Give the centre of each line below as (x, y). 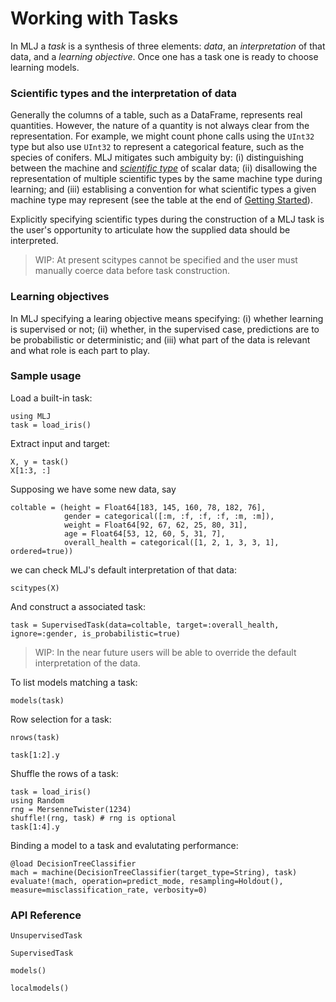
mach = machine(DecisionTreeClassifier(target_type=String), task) (154, 872)
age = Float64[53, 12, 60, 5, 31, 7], (144, 533)
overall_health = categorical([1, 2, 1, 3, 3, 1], (171, 542)
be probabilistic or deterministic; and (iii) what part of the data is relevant (160, 339)
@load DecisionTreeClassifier (73, 863)
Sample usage (46, 376)
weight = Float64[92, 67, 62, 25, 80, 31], (155, 525)
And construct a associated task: (78, 606)
